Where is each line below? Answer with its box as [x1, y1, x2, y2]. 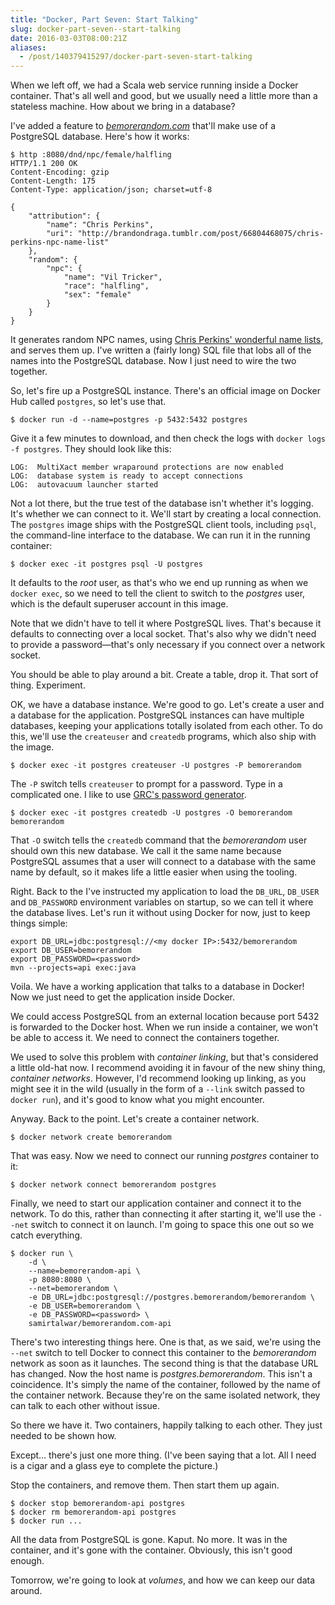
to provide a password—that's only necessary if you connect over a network [10, 639, 326, 651]
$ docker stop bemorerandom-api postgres [10, 1499, 186, 1509]
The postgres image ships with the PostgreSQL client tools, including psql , [10, 519, 317, 531]
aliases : [10, 42, 47, 53]
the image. [10, 741, 55, 753]
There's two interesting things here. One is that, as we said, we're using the [10, 1336, 322, 1348]
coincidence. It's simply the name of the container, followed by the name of [10, 1379, 321, 1391]
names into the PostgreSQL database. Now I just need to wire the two [10, 355, 297, 367]
